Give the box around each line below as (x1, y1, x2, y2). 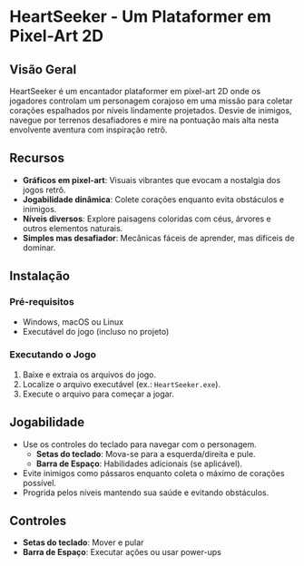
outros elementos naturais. (22, 222, 123, 233)
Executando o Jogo (9, 348, 97, 361)
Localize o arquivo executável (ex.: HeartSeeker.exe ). (22, 378, 221, 389)
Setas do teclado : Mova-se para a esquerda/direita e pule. (35, 448, 256, 459)
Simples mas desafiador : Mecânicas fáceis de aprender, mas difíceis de (22, 232, 295, 243)
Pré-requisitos (9, 296, 74, 308)
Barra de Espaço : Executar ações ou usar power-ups (22, 547, 222, 558)
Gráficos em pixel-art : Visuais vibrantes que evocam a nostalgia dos (22, 174, 281, 185)
